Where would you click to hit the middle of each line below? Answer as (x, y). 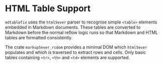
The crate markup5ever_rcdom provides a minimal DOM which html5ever (76, 47)
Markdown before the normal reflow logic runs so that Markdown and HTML (81, 32)
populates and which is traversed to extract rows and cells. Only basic (76, 52)
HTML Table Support (48, 9)
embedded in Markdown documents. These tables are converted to (73, 27)
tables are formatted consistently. (39, 38)
